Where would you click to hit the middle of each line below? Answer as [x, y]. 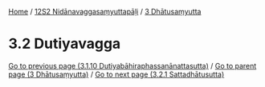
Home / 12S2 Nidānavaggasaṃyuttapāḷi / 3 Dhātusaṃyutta [105, 12]
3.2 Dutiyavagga [65, 44]
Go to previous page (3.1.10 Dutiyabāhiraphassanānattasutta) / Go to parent [132, 65]
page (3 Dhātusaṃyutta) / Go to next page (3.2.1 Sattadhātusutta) [116, 74]
